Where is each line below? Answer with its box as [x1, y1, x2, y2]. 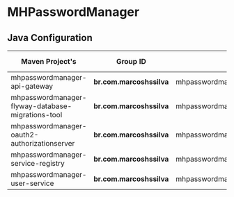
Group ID [116, 57, 146, 66]
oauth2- [10, 130, 39, 139]
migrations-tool [10, 110, 63, 119]
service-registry [10, 159, 65, 168]
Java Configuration [7, 32, 93, 44]
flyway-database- [10, 101, 72, 111]
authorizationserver [10, 139, 75, 148]
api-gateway [10, 81, 54, 91]
